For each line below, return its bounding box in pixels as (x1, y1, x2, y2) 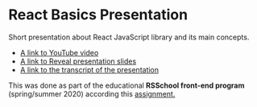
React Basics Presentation (8, 6, 188, 24)
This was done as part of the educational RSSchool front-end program (8, 80, 245, 90)
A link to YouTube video (19, 47, 99, 57)
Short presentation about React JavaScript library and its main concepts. (8, 32, 250, 42)
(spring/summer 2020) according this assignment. (8, 88, 176, 98)
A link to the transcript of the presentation (19, 64, 160, 74)
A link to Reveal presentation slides (19, 56, 137, 66)
